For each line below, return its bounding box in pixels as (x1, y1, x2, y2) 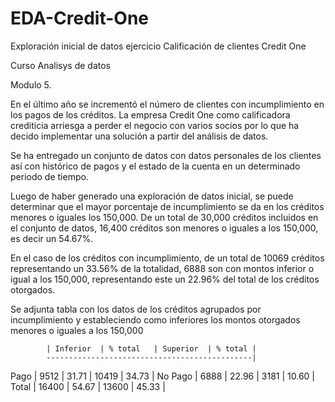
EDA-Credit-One (10, 7, 150, 30)
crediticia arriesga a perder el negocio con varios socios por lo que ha (10, 119, 300, 131)
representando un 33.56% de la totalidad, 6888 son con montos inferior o (10, 262, 315, 274)
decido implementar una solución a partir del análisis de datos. (10, 130, 269, 142)
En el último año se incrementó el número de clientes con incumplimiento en (10, 98, 325, 110)
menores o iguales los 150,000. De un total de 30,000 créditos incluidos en (10, 211, 319, 223)
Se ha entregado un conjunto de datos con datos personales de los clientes (10, 149, 322, 161)
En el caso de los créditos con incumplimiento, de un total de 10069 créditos (10, 252, 325, 264)
